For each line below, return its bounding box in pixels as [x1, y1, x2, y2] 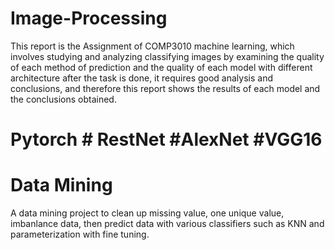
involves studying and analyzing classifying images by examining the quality [10, 50, 325, 62]
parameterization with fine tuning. [10, 228, 150, 241]
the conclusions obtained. [10, 93, 117, 105]
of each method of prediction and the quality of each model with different [10, 61, 313, 73]
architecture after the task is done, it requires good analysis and [10, 72, 274, 84]
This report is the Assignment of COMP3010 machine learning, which [10, 40, 295, 52]
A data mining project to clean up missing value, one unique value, [10, 207, 285, 219]
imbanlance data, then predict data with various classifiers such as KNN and [10, 218, 325, 230]
